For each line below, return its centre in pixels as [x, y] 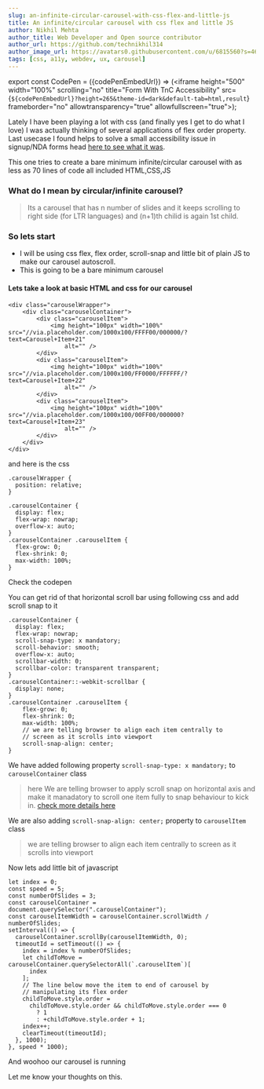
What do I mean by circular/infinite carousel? [95, 191]
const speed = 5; [37, 889]
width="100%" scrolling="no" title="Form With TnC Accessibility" [114, 90]
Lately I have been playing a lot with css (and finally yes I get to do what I [126, 122]
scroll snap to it [33, 605]
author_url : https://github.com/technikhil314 [86, 45]
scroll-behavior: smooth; [58, 647]
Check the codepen [40, 582]
